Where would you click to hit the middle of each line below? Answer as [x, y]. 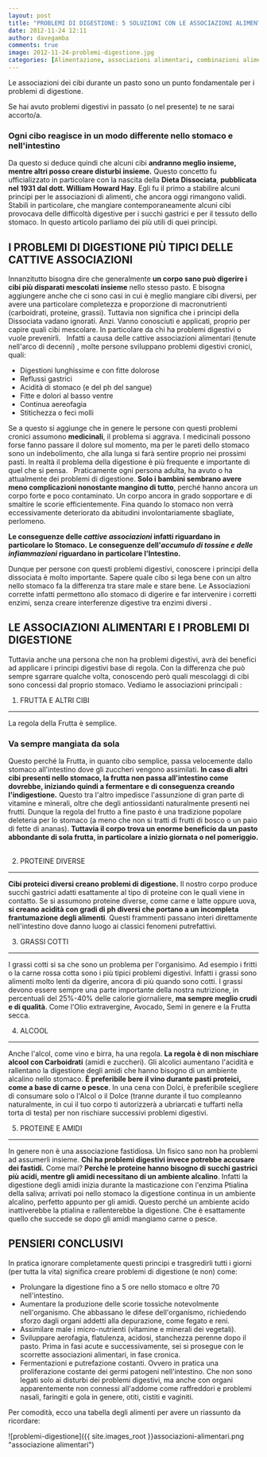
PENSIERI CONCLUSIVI [66, 1244]
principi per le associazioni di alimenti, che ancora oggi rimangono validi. [128, 197]
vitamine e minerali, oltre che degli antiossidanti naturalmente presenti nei [129, 803]
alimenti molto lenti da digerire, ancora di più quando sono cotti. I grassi [126, 982]
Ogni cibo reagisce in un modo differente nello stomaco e [121, 135]
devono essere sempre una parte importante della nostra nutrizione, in [124, 990]
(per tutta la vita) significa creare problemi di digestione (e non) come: [123, 1271]
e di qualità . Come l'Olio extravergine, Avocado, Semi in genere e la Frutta [130, 1007]
